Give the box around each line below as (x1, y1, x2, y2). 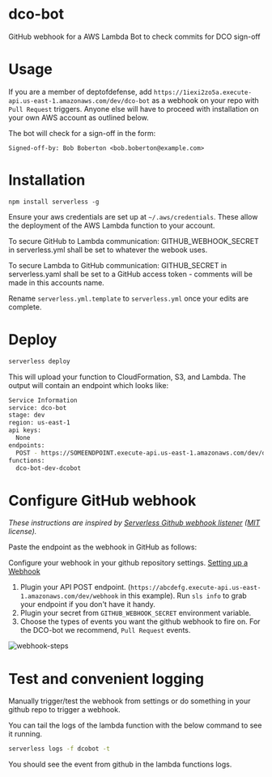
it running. (8, 729, 43, 739)
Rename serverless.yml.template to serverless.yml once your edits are (8, 293, 249, 303)
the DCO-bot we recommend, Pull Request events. (19, 625, 191, 635)
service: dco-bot (8, 403, 67, 412)
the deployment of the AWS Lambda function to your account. (8, 220, 215, 230)
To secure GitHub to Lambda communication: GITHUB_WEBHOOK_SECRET (8, 236, 259, 245)
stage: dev (8, 411, 45, 420)
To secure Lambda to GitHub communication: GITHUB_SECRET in (8, 260, 227, 270)
